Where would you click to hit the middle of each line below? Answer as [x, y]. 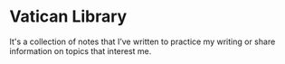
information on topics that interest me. [81, 50]
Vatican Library [68, 17]
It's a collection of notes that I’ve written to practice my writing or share [142, 41]
